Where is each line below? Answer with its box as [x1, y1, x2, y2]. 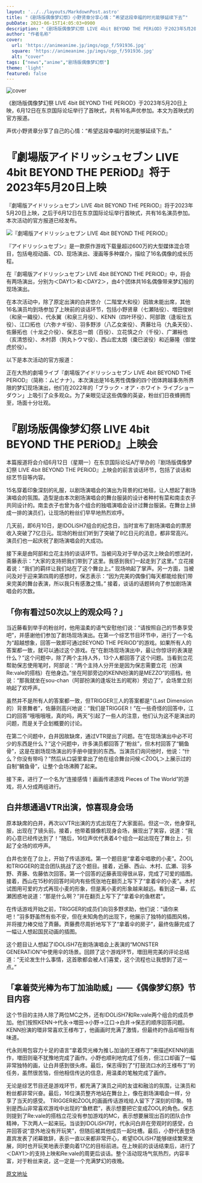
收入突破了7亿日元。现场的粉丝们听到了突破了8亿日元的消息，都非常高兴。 [6, 530, 192, 537]
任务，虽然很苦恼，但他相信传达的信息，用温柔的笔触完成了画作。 [6, 1069, 170, 1076]
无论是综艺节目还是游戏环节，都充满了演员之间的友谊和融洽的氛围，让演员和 [6, 1082, 196, 1089]
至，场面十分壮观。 [6, 399, 54, 407]
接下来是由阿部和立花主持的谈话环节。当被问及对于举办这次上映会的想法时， [6, 550, 196, 557]
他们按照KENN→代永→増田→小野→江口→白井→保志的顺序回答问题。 [16, 1018, 188, 1026]
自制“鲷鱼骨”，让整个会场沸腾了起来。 [6, 762, 101, 770]
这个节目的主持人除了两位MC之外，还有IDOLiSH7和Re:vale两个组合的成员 [6, 1011, 189, 1018]
